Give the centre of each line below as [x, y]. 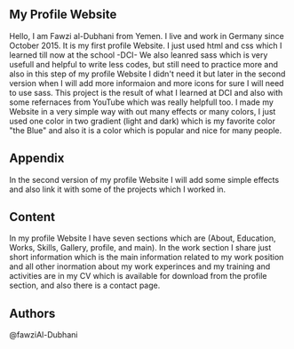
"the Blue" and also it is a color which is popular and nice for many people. [146, 130]
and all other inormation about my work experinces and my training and [140, 266]
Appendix [37, 159]
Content [32, 217]
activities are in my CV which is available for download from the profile [138, 276]
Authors [32, 313]
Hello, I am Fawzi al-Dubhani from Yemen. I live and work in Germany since [147, 36]
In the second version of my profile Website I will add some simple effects [144, 179]
